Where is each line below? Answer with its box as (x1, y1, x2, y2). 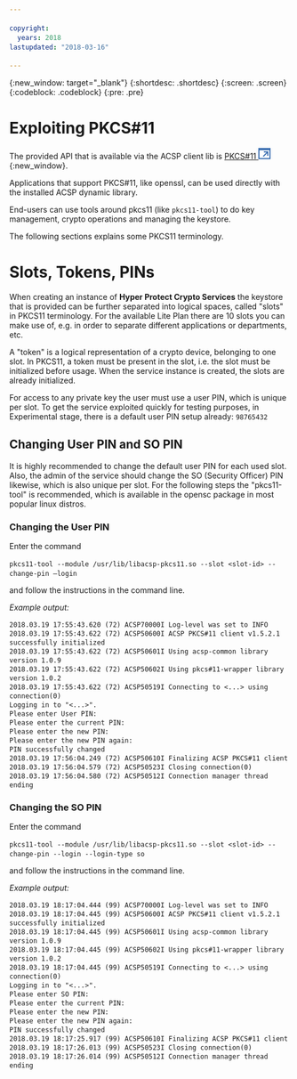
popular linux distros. (9, 499, 86, 509)
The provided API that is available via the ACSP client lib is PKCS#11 (9, 151, 257, 162)
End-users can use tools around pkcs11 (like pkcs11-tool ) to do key (9, 205, 255, 215)
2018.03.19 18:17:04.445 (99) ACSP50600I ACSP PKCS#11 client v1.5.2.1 (9, 910, 280, 919)
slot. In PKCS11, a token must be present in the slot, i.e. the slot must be (9, 356, 271, 367)
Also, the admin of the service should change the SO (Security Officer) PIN (9, 470, 284, 481)
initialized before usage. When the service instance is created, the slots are (9, 366, 285, 376)
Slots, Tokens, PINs (9, 263, 156, 282)
